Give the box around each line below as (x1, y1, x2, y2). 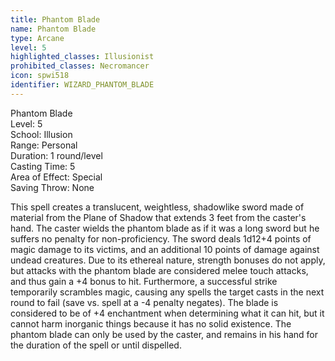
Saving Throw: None (10, 181, 95, 193)
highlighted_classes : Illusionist (10, 52, 155, 62)
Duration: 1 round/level (10, 149, 103, 161)
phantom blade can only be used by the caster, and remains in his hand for (10, 328, 318, 340)
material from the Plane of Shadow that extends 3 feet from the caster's (10, 211, 307, 223)
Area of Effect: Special (10, 171, 103, 183)
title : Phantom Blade (10, 14, 101, 25)
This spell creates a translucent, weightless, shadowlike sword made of (10, 201, 305, 213)
